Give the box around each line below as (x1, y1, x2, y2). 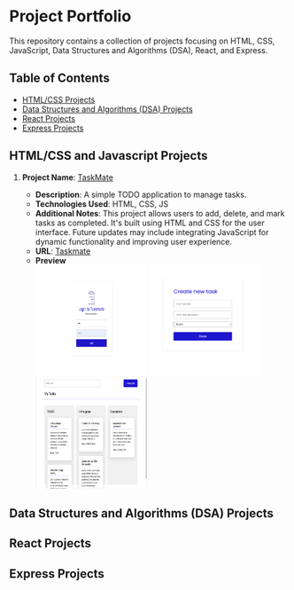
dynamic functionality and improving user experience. (35, 236, 233, 247)
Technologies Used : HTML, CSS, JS (35, 198, 169, 209)
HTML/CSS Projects (21, 94, 96, 105)
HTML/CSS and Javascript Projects (9, 148, 208, 163)
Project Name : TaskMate (21, 171, 113, 183)
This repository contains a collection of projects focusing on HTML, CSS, (9, 35, 275, 46)
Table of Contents (9, 71, 111, 86)
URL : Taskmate (35, 246, 91, 256)
